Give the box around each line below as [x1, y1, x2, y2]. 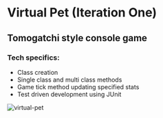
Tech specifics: [7, 53, 60, 62]
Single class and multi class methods [17, 75, 122, 84]
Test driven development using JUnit [17, 90, 122, 98]
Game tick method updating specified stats [17, 82, 140, 91]
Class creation [17, 68, 58, 76]
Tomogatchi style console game [7, 32, 148, 44]
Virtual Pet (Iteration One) [7, 5, 157, 21]
